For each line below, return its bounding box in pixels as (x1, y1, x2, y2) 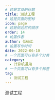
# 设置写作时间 (5, 44, 32, 49)
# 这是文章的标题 (5, 7, 35, 12)
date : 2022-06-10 (5, 48, 40, 53)
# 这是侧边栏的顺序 (5, 25, 39, 30)
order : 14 (5, 30, 25, 35)
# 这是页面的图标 (5, 16, 35, 21)
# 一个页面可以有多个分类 (5, 52, 50, 58)
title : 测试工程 (5, 12, 35, 17)
